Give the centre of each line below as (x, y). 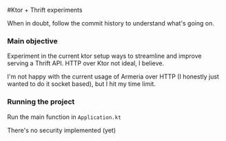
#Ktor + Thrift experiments (45, 10)
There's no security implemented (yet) (62, 130)
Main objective (33, 41)
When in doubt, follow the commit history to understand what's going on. (111, 23)
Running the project (41, 102)
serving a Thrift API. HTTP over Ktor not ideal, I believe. (86, 63)
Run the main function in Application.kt (64, 117)
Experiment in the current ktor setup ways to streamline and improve (104, 56)
